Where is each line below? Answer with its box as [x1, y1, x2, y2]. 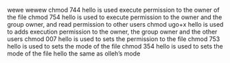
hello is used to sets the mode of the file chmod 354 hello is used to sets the [7, 42, 223, 50]
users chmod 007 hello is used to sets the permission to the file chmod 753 [7, 35, 220, 43]
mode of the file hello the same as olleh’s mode [7, 49, 141, 58]
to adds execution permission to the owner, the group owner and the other [7, 27, 218, 36]
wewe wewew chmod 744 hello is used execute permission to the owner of [7, 6, 220, 14]
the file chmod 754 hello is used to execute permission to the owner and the [7, 13, 222, 21]
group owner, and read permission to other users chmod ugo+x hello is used [7, 21, 224, 28]
